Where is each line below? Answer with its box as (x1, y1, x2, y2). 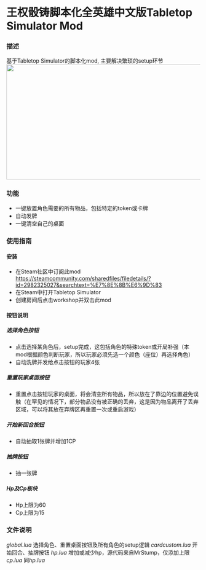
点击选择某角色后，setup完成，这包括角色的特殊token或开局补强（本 (15, 343, 189, 351)
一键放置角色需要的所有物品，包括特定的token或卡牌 (15, 204, 149, 212)
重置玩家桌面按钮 (6, 374, 50, 381)
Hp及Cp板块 (6, 485, 38, 492)
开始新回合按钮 (6, 421, 44, 429)
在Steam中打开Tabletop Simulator (15, 288, 101, 295)
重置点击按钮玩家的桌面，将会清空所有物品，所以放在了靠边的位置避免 (15, 391, 194, 398)
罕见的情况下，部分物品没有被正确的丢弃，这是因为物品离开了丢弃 (31, 398, 199, 405)
